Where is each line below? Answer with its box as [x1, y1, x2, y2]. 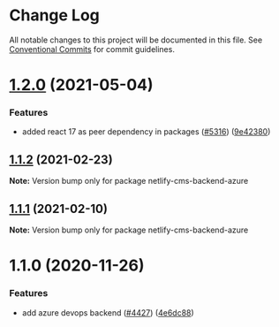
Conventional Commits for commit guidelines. [9, 43, 175, 54]
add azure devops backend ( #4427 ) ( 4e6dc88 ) [21, 307, 194, 318]
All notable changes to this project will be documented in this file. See [9, 34, 263, 45]
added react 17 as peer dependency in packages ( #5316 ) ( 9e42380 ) [21, 126, 271, 137]
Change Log [9, 5, 100, 26]
